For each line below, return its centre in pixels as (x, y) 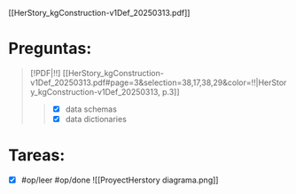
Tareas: (37, 155)
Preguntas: (50, 49)
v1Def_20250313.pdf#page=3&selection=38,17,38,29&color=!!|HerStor (158, 82)
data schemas (91, 109)
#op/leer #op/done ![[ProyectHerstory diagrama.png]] (120, 180)
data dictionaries (96, 119)
